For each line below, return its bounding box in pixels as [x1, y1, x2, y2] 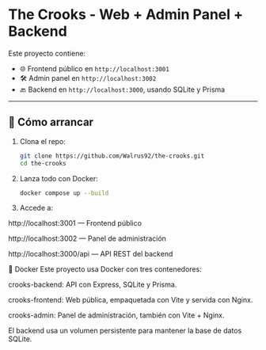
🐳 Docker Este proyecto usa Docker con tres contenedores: [8, 264, 202, 274]
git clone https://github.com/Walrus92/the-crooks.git [19, 152, 205, 160]
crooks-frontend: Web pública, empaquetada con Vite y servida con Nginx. [8, 295, 253, 305]
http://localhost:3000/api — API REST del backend [8, 249, 173, 259]
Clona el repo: [19, 136, 66, 146]
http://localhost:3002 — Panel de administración [8, 234, 166, 243]
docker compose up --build [19, 188, 109, 197]
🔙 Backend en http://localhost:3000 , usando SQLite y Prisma [19, 85, 226, 94]
